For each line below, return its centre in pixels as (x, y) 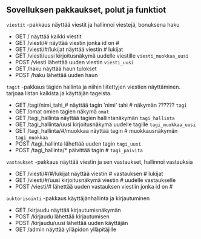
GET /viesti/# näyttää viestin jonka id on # (67, 42)
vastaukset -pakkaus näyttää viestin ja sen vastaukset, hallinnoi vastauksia (100, 162)
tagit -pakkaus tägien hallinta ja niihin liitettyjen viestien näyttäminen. (94, 87)
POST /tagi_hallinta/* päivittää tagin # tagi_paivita (79, 150)
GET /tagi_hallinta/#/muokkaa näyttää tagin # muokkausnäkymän (96, 130)
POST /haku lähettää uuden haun (56, 75)
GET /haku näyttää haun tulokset (56, 69)
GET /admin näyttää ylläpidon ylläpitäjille (66, 229)
